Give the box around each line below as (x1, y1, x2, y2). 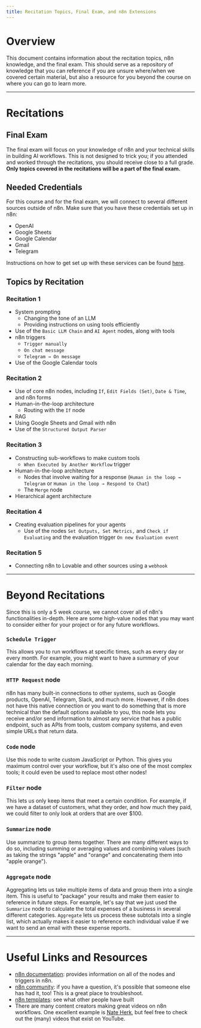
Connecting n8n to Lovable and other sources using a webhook (14, 562, 168, 569)
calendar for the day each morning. (6, 661, 93, 668)
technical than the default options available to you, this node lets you (6, 708, 176, 715)
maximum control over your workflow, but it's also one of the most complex (6, 762, 193, 770)
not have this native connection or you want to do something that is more (6, 702, 187, 709)
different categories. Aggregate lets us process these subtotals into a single (6, 911, 191, 919)
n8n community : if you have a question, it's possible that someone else (14, 983, 190, 990)
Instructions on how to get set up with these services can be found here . (6, 260, 185, 267)
